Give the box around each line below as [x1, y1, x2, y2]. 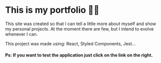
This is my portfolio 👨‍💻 [5, 4, 100, 16]
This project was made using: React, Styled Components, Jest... [5, 40, 136, 46]
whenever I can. [5, 31, 38, 37]
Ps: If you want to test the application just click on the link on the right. [5, 52, 153, 58]
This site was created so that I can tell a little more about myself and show [5, 21, 157, 27]
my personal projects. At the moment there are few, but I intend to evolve [5, 26, 154, 31]
